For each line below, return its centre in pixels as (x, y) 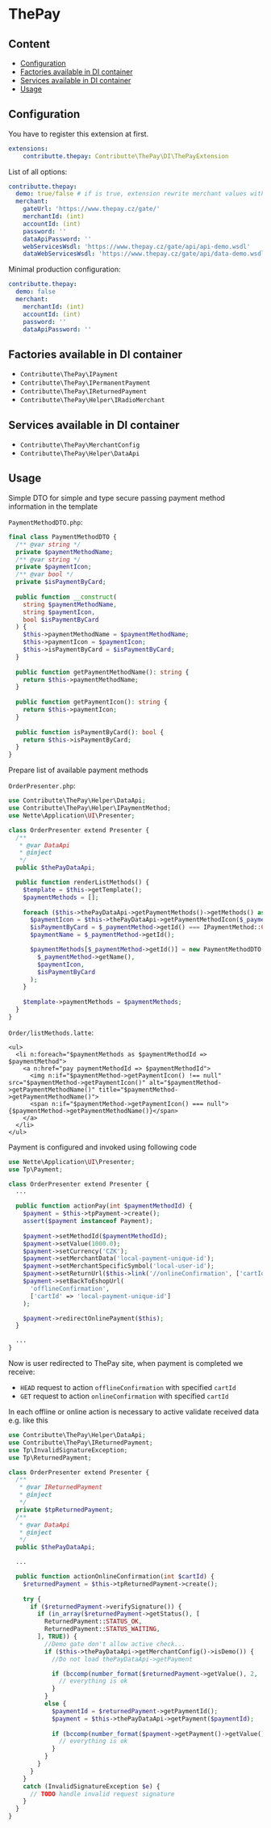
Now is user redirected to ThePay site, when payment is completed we (126, 1363)
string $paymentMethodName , (70, 604)
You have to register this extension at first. (79, 133)
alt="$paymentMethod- (185, 1082)
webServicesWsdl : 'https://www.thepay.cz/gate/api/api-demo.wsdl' (137, 246)
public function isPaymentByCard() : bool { (90, 732)
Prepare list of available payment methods (79, 770)
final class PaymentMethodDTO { (63, 537)
